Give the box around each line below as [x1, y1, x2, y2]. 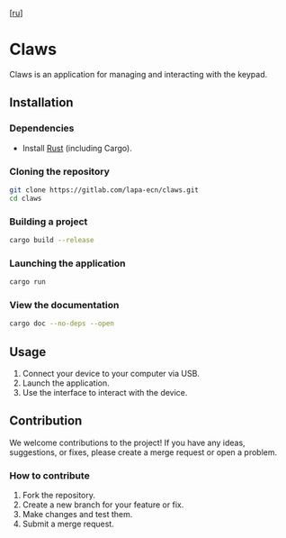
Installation [9, 95, 74, 111]
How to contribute [9, 469, 90, 481]
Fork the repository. [22, 490, 96, 501]
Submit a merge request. [22, 518, 114, 530]
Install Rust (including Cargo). [22, 142, 132, 153]
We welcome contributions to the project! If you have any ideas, [9, 437, 246, 448]
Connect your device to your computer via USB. [22, 369, 201, 378]
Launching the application [9, 257, 126, 269]
